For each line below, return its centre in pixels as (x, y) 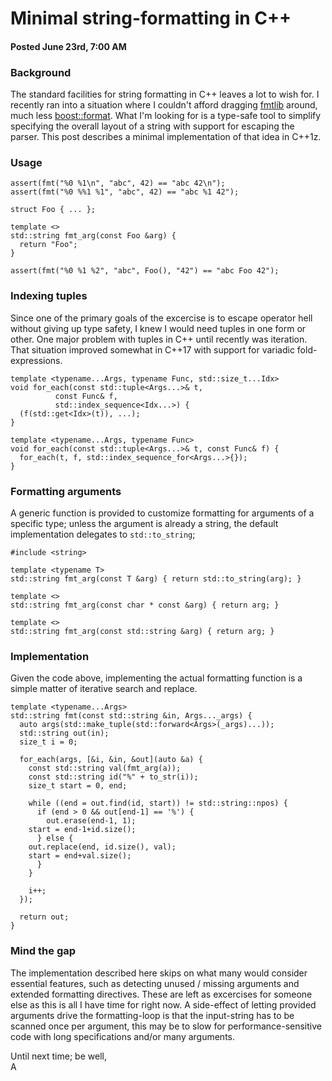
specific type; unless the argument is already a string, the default (144, 523)
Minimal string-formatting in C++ (151, 18)
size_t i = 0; (48, 742)
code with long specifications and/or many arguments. (123, 1036)
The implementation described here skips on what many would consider (159, 973)
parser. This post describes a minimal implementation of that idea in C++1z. (166, 137)
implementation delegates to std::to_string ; (103, 534)
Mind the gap (43, 951)
